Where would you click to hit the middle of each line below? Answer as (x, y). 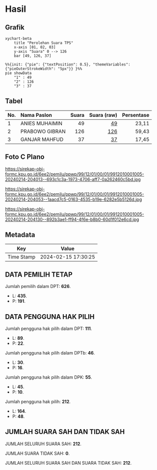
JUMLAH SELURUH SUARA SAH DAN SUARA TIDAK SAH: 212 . (68, 463)
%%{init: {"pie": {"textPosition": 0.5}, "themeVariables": (68, 65)
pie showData (18, 73)
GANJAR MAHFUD (42, 139)
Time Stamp (22, 257)
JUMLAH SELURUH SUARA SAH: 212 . (43, 444)
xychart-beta (18, 38)
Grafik (15, 27)
